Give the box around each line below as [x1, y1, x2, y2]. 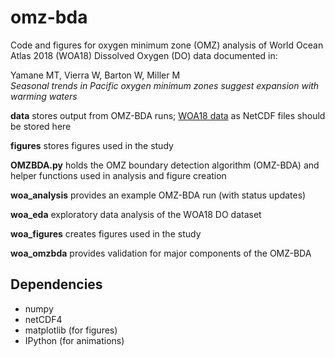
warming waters [10, 90, 78, 102]
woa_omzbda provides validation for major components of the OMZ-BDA [10, 247, 312, 259]
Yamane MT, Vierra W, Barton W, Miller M [10, 69, 181, 81]
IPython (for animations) [24, 334, 125, 346]
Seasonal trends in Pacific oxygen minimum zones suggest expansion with [10, 79, 320, 91]
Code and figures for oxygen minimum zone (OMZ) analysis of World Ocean [10, 39, 324, 51]
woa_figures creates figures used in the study [10, 227, 202, 240]
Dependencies [10, 276, 103, 293]
